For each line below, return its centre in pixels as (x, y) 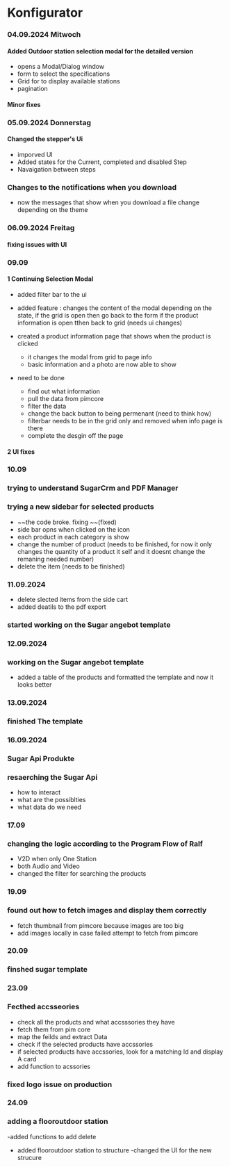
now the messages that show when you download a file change (108, 202)
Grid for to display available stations (68, 81)
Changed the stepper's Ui (45, 139)
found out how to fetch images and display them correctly (107, 911)
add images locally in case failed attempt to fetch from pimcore (108, 933)
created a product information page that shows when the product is (114, 336)
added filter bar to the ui (52, 294)
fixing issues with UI (37, 244)
